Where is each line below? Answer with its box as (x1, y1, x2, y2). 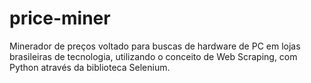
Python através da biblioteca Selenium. (9, 61, 171, 73)
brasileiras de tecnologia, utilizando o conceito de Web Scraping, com (9, 50, 298, 62)
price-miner (9, 7, 111, 30)
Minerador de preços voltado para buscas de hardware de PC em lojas (9, 40, 301, 52)
